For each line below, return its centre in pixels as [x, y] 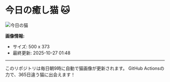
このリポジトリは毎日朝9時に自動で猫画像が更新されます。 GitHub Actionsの [85, 68]
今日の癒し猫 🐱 [37, 10]
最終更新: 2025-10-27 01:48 [41, 53]
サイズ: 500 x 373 [31, 46]
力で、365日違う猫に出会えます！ [40, 74]
